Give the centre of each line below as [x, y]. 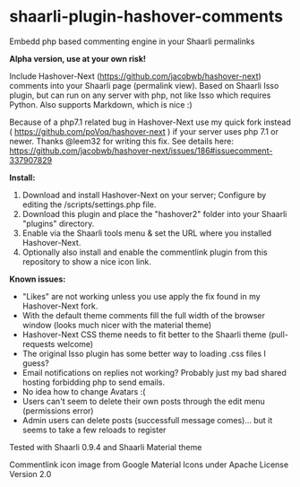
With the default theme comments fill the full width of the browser [144, 315]
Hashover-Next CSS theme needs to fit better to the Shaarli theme [144, 335]
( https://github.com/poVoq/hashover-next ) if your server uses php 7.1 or [144, 131]
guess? [35, 363]
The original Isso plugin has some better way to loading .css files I [144, 353]
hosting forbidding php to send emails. [94, 382]
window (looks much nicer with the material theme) [117, 325]
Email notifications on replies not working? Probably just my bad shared [154, 372]
